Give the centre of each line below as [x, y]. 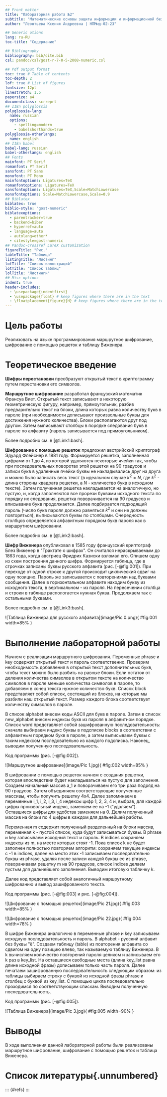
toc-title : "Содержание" [31, 42]
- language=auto [26, 232]
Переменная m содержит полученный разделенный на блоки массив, [80, 827]
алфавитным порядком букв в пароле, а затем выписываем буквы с [78, 735]
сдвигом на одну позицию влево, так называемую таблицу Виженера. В [82, 949]
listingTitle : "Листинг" [31, 259]
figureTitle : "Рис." [27, 250]
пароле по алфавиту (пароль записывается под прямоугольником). [77, 431]
